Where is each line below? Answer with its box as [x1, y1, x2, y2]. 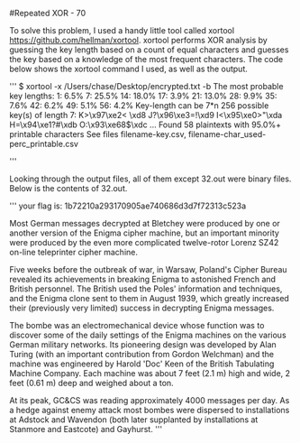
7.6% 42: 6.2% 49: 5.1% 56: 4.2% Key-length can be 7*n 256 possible [9, 100, 269, 111]
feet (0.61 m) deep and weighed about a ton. [9, 378, 174, 388]
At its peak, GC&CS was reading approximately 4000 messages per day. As [9, 395, 290, 405]
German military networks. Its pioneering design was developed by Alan [9, 339, 277, 350]
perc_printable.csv [9, 139, 79, 149]
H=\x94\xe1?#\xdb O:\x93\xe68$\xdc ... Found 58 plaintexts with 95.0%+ [9, 119, 282, 130]
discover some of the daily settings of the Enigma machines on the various [9, 329, 286, 340]
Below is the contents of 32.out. [9, 183, 128, 193]
